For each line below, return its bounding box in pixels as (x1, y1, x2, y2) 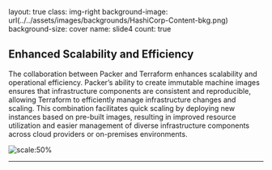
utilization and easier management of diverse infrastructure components (8, 121, 250, 130)
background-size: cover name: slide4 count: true (8, 24, 172, 33)
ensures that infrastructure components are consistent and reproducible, (8, 86, 251, 96)
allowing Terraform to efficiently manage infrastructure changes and (8, 95, 236, 104)
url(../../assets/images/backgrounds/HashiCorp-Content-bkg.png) (8, 15, 228, 25)
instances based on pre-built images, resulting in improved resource (8, 112, 236, 121)
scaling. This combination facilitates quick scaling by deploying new (8, 103, 236, 113)
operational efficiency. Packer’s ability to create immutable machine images (8, 77, 261, 87)
